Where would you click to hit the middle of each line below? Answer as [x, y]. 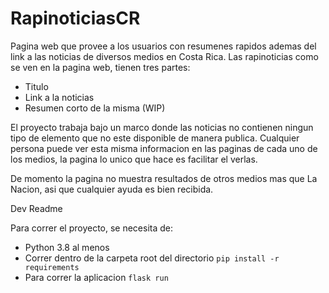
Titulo [36, 86]
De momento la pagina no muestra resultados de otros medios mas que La [164, 178]
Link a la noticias [59, 97]
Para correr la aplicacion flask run [96, 277]
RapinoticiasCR [75, 18]
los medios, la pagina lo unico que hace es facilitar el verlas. [134, 159]
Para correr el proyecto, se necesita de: [92, 228]
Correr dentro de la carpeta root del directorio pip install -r [152, 258]
